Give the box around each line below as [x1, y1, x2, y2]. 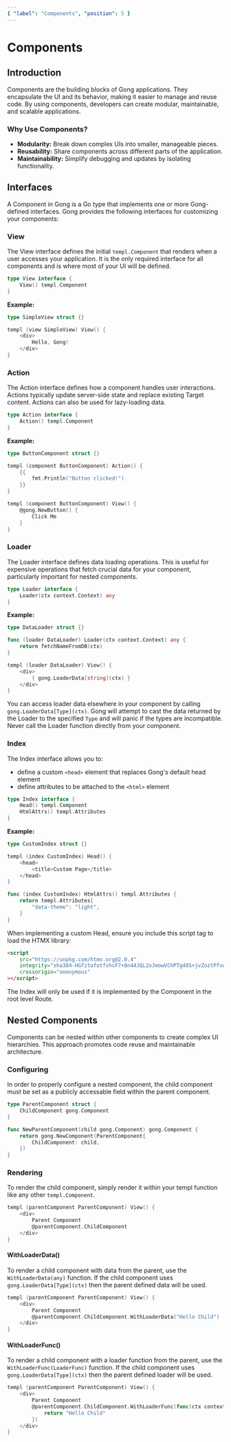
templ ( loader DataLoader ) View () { [7, 661, 112, 669]
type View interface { [7, 276, 72, 282]
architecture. [7, 1047, 43, 1056]
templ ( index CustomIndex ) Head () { [7, 853, 112, 860]
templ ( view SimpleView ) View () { [7, 326, 107, 333]
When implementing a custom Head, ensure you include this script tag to [7, 929, 214, 937]
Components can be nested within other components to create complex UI [7, 1032, 219, 1041]
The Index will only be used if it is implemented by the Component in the [7, 988, 212, 996]
